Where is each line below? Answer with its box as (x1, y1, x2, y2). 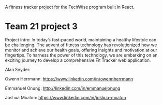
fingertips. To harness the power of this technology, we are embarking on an (5, 52, 158, 58)
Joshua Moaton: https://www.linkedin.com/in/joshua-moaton (5, 94, 127, 100)
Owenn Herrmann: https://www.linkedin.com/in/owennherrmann (5, 76, 133, 81)
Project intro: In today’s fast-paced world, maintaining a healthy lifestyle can (5, 37, 157, 42)
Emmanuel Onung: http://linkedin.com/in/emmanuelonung (5, 85, 120, 91)
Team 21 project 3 (5, 21, 78, 32)
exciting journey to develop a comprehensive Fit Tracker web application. (5, 57, 151, 63)
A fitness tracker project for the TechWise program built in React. (5, 4, 134, 10)
